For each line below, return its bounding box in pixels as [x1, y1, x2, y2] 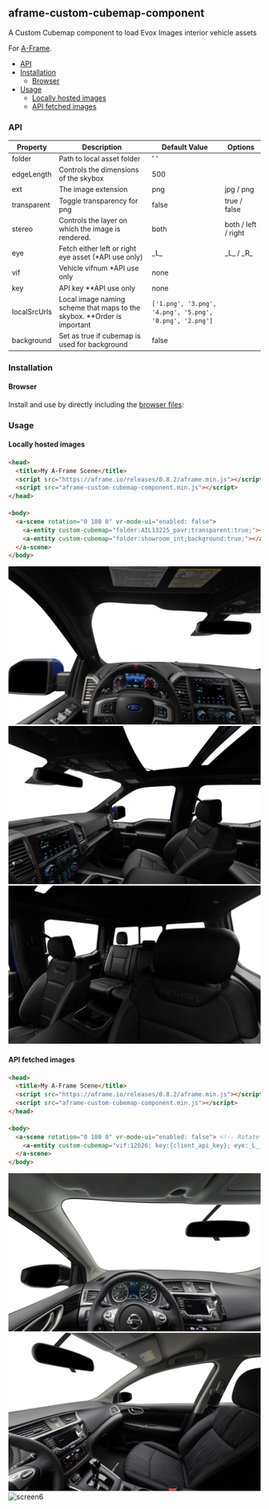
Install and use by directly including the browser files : [8, 399, 184, 409]
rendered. [58, 232, 91, 242]
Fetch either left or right [58, 244, 137, 254]
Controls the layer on [58, 215, 128, 225]
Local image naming [58, 294, 126, 304]
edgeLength [11, 169, 52, 179]
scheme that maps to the [58, 303, 141, 312]
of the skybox [58, 173, 104, 183]
